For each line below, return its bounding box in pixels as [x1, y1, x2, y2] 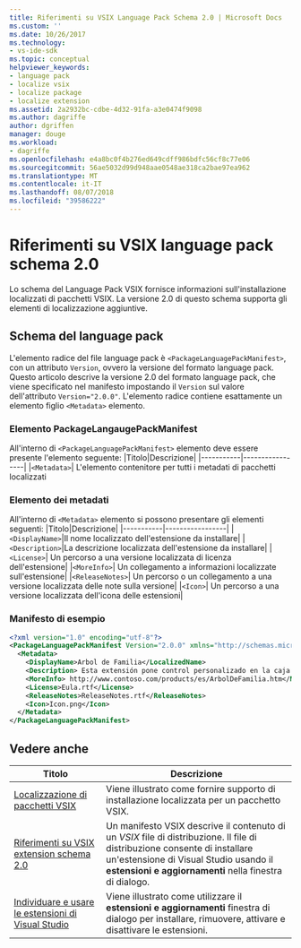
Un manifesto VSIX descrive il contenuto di [106, 819, 286, 832]
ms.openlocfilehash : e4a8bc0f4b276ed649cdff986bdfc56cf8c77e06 [9, 154, 251, 164]
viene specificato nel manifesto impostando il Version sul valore [9, 381, 245, 392]
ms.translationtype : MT [9, 171, 99, 180]
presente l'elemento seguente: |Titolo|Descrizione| [9, 452, 197, 462]
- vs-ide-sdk [9, 47, 58, 56]
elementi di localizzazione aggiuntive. [9, 302, 148, 314]
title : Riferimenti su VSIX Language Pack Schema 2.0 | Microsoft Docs [9, 13, 282, 22]
